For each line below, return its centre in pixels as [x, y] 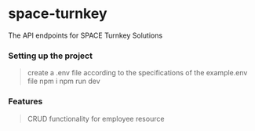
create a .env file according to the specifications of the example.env [137, 73]
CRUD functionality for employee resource [96, 118]
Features [25, 101]
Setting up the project [50, 56]
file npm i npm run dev [64, 81]
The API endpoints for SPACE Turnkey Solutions [86, 35]
